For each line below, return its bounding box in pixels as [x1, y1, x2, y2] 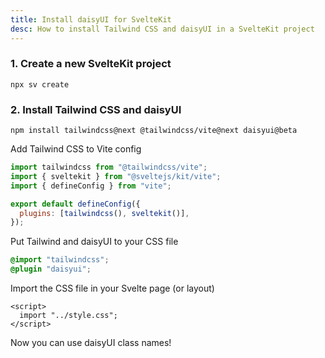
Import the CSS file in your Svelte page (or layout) [10, 282, 215, 295]
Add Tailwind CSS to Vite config [10, 143, 142, 155]
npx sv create [10, 79, 70, 90]
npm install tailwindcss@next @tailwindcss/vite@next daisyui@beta [10, 126, 298, 136]
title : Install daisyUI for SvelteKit [10, 14, 172, 25]
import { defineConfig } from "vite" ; [10, 181, 172, 191]
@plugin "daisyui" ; [10, 264, 92, 275]
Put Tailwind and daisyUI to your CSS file [10, 236, 179, 248]
